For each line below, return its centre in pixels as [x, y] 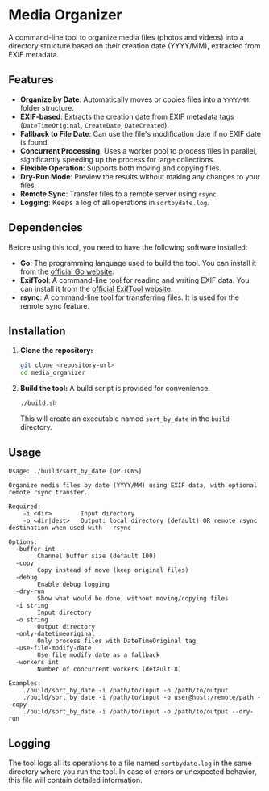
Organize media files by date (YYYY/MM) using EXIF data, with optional [133, 485]
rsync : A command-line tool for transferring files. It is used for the [130, 297]
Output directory [66, 627]
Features [31, 80]
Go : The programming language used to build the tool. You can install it [138, 263]
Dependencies [46, 228]
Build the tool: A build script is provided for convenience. [115, 389]
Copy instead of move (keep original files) [113, 570]
